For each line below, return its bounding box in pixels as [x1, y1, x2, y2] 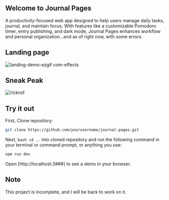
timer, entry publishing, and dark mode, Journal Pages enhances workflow [5, 28, 161, 34]
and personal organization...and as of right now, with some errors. [5, 33, 143, 39]
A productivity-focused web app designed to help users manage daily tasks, [5, 17, 164, 23]
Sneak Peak [5, 76, 44, 85]
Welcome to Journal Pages [5, 4, 92, 13]
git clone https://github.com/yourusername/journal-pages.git [5, 127, 139, 133]
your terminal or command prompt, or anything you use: [5, 142, 122, 148]
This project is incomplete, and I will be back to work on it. [5, 189, 126, 195]
